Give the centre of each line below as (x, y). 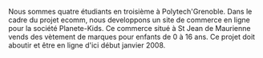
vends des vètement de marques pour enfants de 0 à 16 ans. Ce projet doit (131, 37)
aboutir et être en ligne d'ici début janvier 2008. (87, 45)
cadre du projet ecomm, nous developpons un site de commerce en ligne (129, 20)
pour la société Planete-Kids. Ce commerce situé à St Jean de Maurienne (129, 28)
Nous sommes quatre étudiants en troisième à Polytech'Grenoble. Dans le (130, 12)
